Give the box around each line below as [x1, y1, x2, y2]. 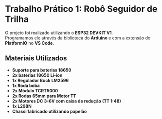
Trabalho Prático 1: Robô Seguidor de [5, 3, 158, 15]
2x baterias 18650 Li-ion [12, 72, 63, 78]
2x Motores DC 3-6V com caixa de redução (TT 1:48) [12, 98, 122, 104]
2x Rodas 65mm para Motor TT [12, 93, 76, 99]
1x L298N [12, 103, 32, 109]
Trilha [5, 14, 29, 25]
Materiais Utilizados [5, 54, 67, 63]
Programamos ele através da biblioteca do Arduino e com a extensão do [5, 35, 151, 41]
